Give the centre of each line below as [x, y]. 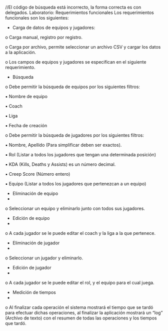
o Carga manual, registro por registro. [44, 37]
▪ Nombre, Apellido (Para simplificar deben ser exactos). [63, 145]
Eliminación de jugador [36, 243]
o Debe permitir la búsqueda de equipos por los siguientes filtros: [72, 87]
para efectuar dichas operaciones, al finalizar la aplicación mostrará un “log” [84, 313]
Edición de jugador [32, 268]
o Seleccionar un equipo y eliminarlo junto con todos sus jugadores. [75, 208]
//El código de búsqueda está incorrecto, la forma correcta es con [73, 7]
